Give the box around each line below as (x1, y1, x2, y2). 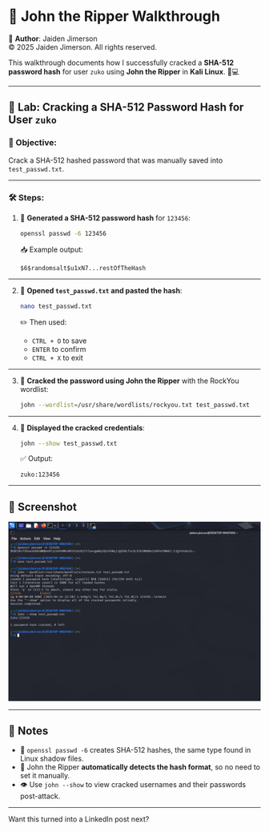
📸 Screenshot (8, 500, 78, 514)
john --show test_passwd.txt (19, 439, 118, 447)
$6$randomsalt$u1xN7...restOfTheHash (19, 264, 147, 272)
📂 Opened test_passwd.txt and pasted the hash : (19, 285, 183, 295)
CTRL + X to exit (31, 353, 84, 362)
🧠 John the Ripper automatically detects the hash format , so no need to (19, 762, 260, 772)
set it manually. (19, 771, 70, 781)
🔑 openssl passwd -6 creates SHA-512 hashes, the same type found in (19, 745, 251, 755)
